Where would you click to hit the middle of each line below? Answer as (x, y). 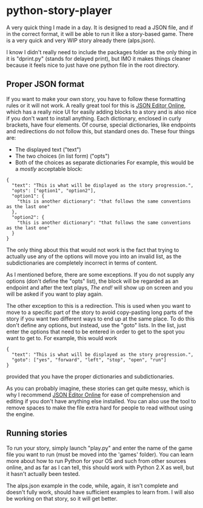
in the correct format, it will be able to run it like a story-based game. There (100, 33)
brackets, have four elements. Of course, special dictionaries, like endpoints (101, 125)
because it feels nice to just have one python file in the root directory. (93, 65)
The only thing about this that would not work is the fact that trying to (93, 249)
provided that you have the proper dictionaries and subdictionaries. (90, 376)
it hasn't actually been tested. (43, 474)
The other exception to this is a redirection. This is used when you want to (98, 305)
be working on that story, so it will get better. (62, 498)
